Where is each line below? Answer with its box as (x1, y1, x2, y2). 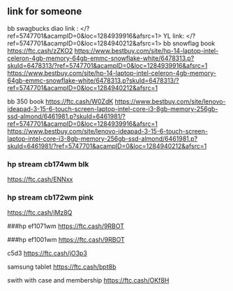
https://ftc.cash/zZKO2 (7, 46, 73, 55)
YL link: (163, 31, 185, 40)
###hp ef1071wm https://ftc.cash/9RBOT (7, 222, 124, 230)
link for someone (7, 6, 82, 17)
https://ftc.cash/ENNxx (7, 175, 73, 184)
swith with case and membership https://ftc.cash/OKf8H (7, 276, 170, 285)
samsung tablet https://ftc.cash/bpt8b (7, 262, 116, 271)
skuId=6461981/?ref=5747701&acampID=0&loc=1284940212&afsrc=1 (7, 141, 207, 150)
